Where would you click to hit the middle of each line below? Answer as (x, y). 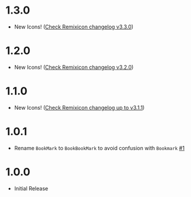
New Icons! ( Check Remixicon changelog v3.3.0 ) (74, 27)
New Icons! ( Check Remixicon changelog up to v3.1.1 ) (79, 107)
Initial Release (31, 188)
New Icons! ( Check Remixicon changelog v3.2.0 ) (74, 67)
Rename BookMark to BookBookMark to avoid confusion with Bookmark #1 (99, 148)
